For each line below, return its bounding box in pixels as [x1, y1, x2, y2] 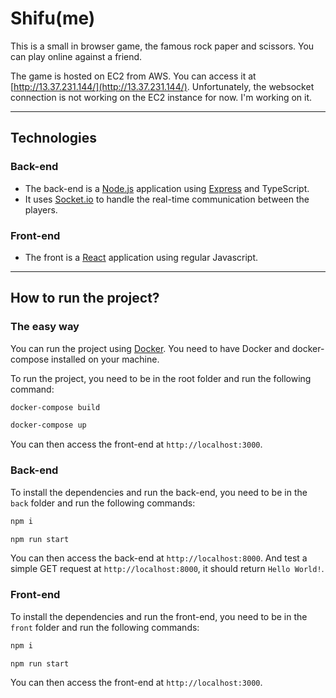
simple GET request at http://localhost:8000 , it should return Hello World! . [10, 563, 325, 575]
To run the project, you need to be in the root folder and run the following [10, 372, 312, 384]
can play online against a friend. [10, 50, 143, 62]
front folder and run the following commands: [10, 621, 200, 633]
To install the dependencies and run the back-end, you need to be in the [10, 486, 308, 498]
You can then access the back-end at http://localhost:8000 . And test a [10, 552, 308, 564]
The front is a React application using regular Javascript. [24, 251, 259, 263]
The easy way [10, 320, 80, 334]
